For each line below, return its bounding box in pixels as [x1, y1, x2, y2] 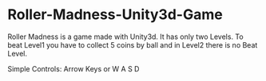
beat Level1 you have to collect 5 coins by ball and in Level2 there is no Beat [7, 40, 258, 49]
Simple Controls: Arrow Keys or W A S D [7, 64, 140, 73]
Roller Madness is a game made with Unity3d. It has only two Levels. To [7, 32, 244, 41]
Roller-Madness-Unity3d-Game [7, 6, 223, 24]
